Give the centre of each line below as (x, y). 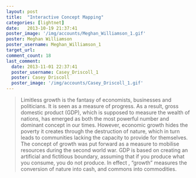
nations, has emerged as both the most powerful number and (95, 119)
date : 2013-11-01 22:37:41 (44, 67)
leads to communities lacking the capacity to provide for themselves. (104, 137)
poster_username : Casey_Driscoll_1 (55, 72)
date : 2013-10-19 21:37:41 (42, 28)
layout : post (22, 12)
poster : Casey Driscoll (40, 77)
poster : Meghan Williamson (39, 39)
